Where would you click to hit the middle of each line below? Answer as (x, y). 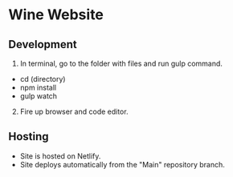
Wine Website (56, 15)
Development (43, 44)
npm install (38, 87)
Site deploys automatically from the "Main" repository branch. (122, 164)
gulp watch (39, 96)
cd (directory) (43, 79)
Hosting (29, 137)
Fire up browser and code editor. (74, 111)
